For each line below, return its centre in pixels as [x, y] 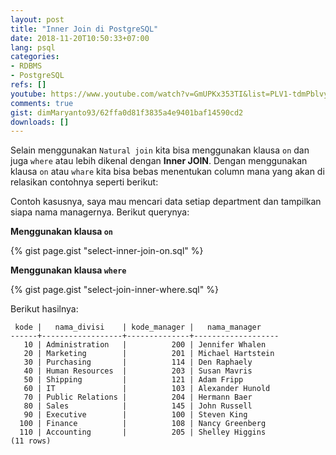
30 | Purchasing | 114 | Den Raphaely [138, 362]
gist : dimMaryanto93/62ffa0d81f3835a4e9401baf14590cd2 [127, 112]
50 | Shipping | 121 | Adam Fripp [133, 380]
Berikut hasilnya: [44, 309]
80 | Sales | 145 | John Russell [138, 406]
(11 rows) [31, 441]
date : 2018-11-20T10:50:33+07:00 [80, 38]
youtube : [28, 94]
